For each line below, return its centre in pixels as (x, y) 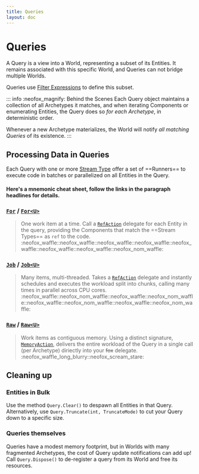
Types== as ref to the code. (55, 237)
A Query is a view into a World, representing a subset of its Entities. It (91, 63)
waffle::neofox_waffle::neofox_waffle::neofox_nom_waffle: (92, 249)
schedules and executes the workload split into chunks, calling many (105, 284)
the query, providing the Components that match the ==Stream (98, 230)
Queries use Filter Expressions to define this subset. (70, 88)
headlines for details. (33, 195)
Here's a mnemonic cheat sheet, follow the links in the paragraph (88, 189)
